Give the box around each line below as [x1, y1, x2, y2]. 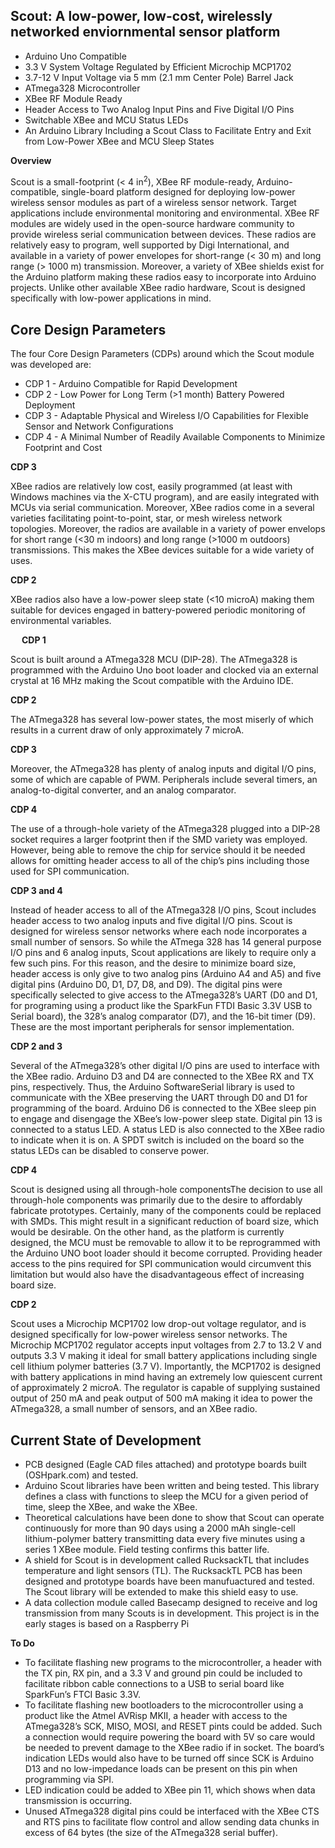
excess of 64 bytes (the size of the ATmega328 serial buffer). [24, 1827, 279, 1839]
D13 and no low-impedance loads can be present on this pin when [24, 1763, 298, 1775]
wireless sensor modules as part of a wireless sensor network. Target [10, 197, 297, 209]
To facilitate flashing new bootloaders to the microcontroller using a [24, 1699, 304, 1711]
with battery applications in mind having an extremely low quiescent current [10, 1371, 323, 1383]
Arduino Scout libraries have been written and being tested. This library [24, 1480, 320, 1492]
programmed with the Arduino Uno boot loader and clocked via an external [10, 664, 319, 676]
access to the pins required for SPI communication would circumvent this [10, 1258, 312, 1270]
